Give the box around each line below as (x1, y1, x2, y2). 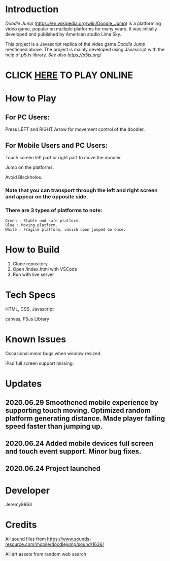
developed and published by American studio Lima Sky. (5, 31, 122, 37)
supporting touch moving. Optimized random (5, 406, 151, 414)
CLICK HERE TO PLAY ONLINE (5, 69, 133, 81)
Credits (5, 519, 37, 531)
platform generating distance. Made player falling (5, 414, 165, 423)
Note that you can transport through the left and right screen (5, 187, 158, 194)
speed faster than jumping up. (5, 422, 103, 431)
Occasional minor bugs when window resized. (5, 350, 102, 356)
